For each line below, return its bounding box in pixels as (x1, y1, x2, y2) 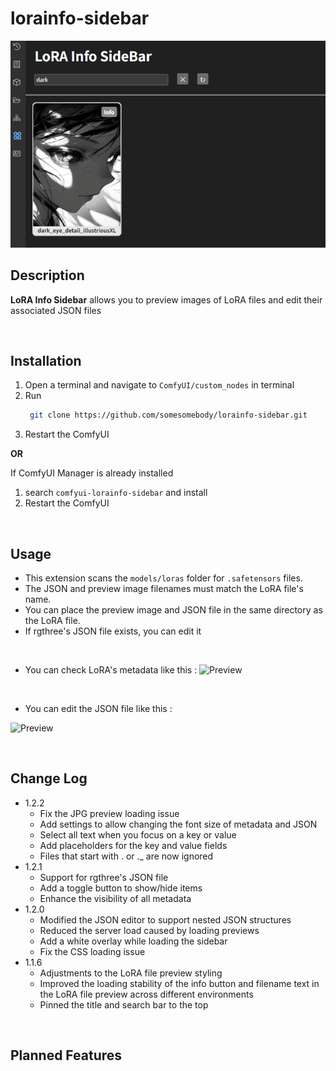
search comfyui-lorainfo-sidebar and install (24, 487, 208, 499)
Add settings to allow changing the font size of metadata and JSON (39, 818, 318, 830)
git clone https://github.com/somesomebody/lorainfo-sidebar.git (29, 410, 308, 421)
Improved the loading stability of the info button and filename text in (39, 977, 320, 989)
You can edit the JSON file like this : (24, 703, 173, 715)
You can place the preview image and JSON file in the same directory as (24, 604, 323, 616)
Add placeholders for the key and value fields (39, 839, 228, 851)
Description (10, 267, 85, 284)
